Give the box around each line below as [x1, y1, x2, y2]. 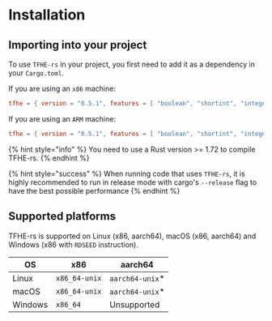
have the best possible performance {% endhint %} [8, 186, 181, 195]
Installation [8, 6, 86, 24]
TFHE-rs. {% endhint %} [8, 152, 91, 163]
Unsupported [108, 298, 160, 310]
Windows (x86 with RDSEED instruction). [8, 239, 139, 249]
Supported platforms [8, 209, 116, 224]
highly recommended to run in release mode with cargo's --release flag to [8, 177, 257, 187]
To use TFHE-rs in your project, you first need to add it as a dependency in [8, 59, 255, 69]
